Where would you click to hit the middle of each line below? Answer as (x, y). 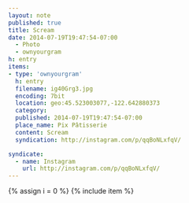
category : (31, 111)
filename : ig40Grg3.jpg (54, 89)
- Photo (28, 45)
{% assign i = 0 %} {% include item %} (71, 191)
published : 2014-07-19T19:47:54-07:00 (79, 118)
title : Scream (31, 30)
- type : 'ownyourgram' (45, 74)
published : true (35, 23)
